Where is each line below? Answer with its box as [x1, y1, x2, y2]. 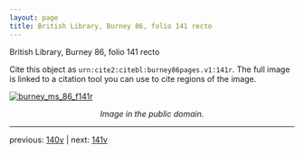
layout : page [9, 13, 59, 23]
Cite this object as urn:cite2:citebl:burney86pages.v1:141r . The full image [9, 64, 290, 75]
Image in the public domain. [100, 108, 204, 119]
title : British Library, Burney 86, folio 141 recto [9, 22, 213, 31]
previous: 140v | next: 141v [9, 134, 109, 145]
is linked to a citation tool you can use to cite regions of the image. [9, 73, 257, 84]
